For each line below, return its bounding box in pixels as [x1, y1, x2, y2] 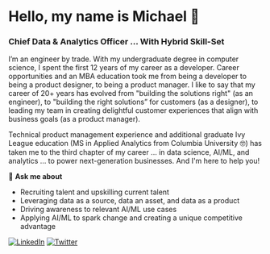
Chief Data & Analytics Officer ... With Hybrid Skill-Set [8, 36, 225, 48]
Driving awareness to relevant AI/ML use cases [19, 205, 177, 214]
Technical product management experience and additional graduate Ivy [8, 130, 246, 139]
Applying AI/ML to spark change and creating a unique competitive [19, 213, 243, 223]
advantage [19, 222, 56, 231]
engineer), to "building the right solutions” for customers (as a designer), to [8, 97, 259, 107]
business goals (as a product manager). [8, 115, 141, 124]
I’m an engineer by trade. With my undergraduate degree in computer [8, 54, 239, 64]
